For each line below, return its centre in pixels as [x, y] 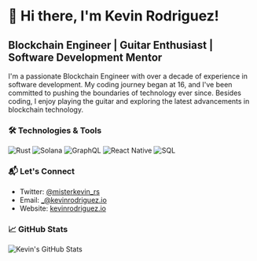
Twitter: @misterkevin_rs [60, 191]
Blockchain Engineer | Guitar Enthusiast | [111, 45]
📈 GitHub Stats [38, 229]
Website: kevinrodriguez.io [62, 208]
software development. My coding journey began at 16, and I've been [120, 85]
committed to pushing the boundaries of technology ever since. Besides [125, 93]
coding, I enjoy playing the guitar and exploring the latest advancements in [129, 101]
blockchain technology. [46, 110]
